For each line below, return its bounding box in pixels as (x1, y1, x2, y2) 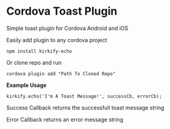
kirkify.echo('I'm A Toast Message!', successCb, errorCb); (6, 93, 163, 99)
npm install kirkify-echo (6, 48, 72, 54)
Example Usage (6, 81, 47, 89)
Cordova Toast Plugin (6, 4, 118, 18)
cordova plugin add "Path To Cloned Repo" (6, 70, 116, 77)
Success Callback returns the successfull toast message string (6, 104, 165, 111)
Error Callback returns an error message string (6, 116, 124, 123)
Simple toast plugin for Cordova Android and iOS (6, 24, 129, 32)
